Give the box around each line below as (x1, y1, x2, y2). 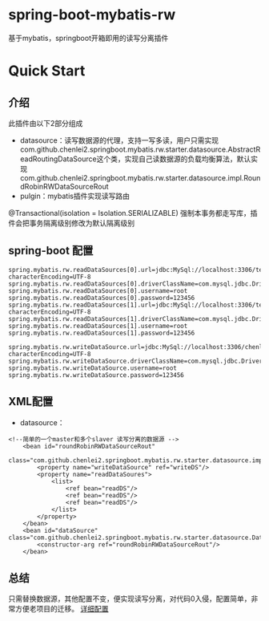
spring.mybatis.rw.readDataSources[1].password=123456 (8, 329, 195, 337)
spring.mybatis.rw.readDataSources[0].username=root (8, 286, 188, 294)
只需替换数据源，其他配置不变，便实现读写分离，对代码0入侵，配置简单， (8, 594, 251, 603)
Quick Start (8, 62, 86, 80)
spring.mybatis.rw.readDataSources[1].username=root (8, 322, 188, 330)
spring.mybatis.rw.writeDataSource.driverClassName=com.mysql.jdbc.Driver (8, 357, 263, 365)
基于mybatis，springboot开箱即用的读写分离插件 (8, 33, 169, 43)
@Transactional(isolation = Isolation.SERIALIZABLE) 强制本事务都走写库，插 (8, 208, 258, 217)
